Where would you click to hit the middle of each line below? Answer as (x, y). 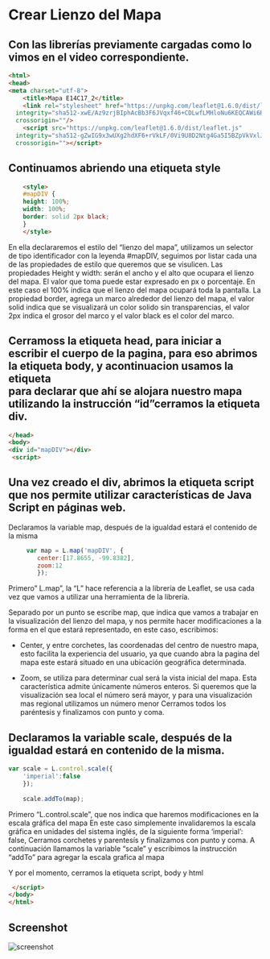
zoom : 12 (50, 566)
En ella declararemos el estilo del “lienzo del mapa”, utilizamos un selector (131, 247)
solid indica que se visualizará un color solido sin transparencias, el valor (129, 307)
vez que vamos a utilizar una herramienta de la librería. (99, 597)
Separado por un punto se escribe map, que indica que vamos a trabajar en (133, 612)
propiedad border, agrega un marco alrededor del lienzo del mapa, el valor (131, 298)
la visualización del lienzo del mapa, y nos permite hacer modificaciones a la (135, 621)
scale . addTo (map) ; (53, 799)
